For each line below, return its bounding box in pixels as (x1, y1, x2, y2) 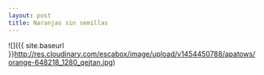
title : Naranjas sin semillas (8, 19, 109, 27)
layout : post (8, 11, 52, 20)
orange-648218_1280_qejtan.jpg (8, 57, 114, 67)
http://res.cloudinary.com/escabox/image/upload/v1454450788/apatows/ (14, 49, 256, 58)
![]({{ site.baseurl (8, 40, 64, 50)
